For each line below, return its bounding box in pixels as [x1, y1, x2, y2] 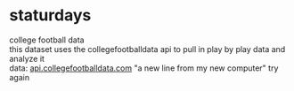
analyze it [9, 53, 45, 64]
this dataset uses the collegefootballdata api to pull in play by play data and [9, 43, 286, 54]
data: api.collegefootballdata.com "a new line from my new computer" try [9, 63, 279, 73]
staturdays [9, 5, 92, 26]
